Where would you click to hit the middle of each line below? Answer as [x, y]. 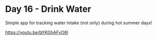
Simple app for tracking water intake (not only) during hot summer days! [79, 23]
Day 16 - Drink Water [48, 9]
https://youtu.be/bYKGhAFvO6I [37, 32]
